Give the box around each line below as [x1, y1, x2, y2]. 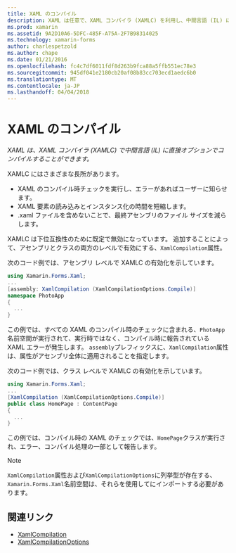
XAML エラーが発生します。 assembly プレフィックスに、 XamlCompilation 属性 [7, 343, 229, 352]
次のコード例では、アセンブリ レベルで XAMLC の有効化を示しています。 [7, 258, 218, 267]
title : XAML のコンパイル [7, 10, 77, 18]
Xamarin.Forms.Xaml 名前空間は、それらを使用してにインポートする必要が [7, 480, 218, 488]
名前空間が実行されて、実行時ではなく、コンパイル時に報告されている [7, 334, 210, 343]
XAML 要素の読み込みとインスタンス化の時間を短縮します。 [17, 202, 190, 211]
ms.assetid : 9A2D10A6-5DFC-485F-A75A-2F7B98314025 [7, 30, 159, 37]
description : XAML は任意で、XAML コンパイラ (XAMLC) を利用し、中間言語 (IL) [7, 17, 223, 24]
